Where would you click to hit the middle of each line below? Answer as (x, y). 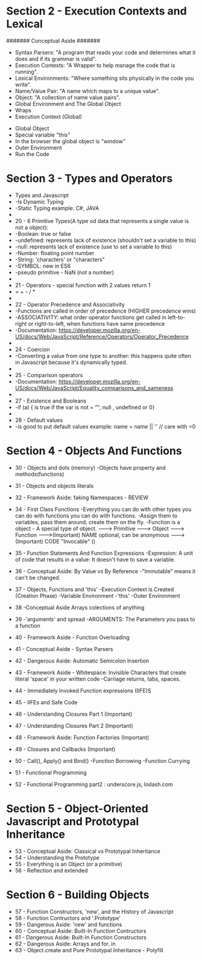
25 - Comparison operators (49, 375)
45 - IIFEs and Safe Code (46, 702)
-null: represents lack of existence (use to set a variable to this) (93, 247)
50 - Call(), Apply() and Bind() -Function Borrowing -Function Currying (102, 761)
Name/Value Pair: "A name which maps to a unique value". (87, 91)
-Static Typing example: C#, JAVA (57, 208)
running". (26, 71)
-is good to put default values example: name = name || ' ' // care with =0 (105, 426)
